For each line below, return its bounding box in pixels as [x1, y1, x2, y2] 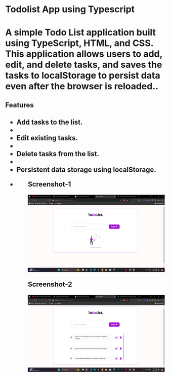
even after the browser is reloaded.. [5, 81, 158, 92]
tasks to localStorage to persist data [5, 70, 160, 82]
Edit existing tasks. [16, 134, 78, 142]
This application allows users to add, [5, 48, 163, 60]
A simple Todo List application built [5, 27, 156, 39]
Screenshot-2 [27, 280, 72, 288]
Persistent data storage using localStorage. [16, 166, 157, 174]
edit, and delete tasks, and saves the [5, 59, 162, 70]
